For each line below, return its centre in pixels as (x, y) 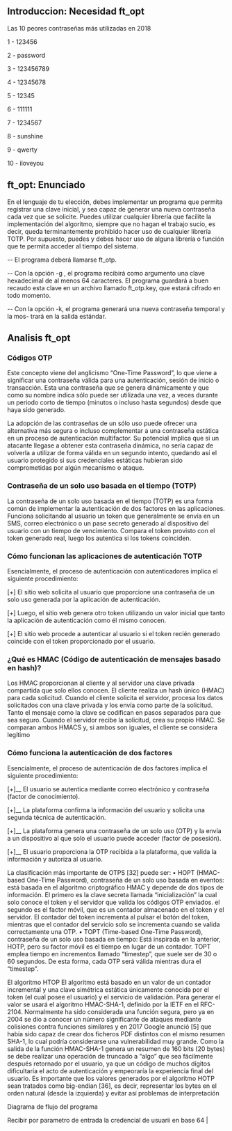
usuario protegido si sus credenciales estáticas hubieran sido (95, 460)
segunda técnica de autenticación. (57, 817)
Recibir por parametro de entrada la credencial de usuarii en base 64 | (108, 1120)
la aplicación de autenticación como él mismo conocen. (87, 620)
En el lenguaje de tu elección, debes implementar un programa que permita (115, 202)
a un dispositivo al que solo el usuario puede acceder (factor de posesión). (114, 838)
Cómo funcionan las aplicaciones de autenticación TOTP (105, 556)
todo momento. (29, 295)
